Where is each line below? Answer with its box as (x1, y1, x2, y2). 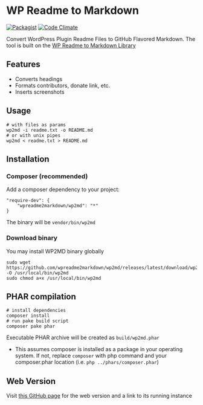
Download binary (6, 234, 58, 242)
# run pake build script (6, 318, 69, 324)
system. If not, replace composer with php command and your (14, 352, 167, 360)
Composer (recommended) (6, 172, 88, 180)
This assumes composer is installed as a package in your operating (14, 346, 183, 353)
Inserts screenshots (14, 88, 65, 96)
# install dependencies (6, 308, 66, 314)
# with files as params (6, 121, 66, 128)
